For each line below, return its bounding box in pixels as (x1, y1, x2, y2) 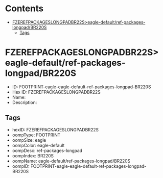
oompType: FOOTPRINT (12, 132, 61, 138)
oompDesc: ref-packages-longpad (12, 148, 82, 153)
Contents (5, 3, 44, 14)
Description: (12, 99, 37, 105)
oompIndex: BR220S (12, 153, 54, 158)
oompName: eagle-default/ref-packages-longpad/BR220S (12, 158, 131, 164)
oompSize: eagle (12, 137, 47, 143)
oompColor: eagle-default (12, 142, 65, 148)
